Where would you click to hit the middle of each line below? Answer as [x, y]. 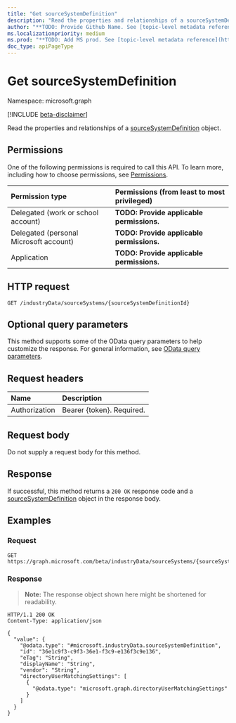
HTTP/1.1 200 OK [31, 615]
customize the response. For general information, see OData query [104, 349]
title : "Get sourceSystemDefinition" [63, 14]
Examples [29, 521]
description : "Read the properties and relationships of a [96, 20]
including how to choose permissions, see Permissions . [88, 174]
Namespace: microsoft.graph [50, 101]
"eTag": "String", [47, 658]
